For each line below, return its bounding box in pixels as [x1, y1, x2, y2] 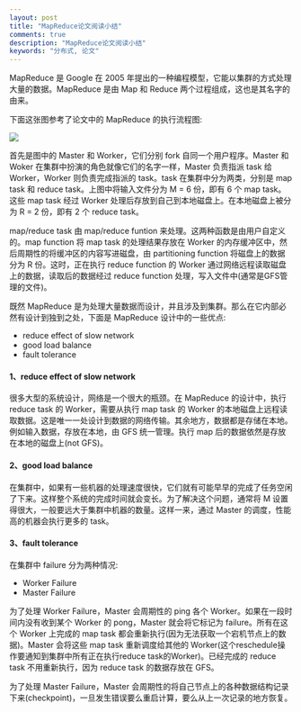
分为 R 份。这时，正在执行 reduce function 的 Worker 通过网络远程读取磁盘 [9, 259, 287, 270]
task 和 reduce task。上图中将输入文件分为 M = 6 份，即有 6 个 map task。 [9, 184, 287, 194]
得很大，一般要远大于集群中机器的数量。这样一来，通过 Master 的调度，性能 [9, 504, 292, 515]
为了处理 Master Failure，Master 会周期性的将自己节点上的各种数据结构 [9, 680, 274, 691]
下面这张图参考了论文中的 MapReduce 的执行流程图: [9, 114, 202, 125]
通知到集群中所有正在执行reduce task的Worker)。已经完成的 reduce [24, 650, 277, 662]
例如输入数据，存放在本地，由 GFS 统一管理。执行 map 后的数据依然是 [9, 427, 271, 437]
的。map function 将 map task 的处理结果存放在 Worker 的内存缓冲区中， [9, 237, 280, 248]
